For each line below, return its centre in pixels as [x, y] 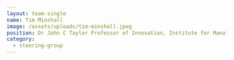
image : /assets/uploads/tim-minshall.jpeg [69, 26]
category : [21, 39]
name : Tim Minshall [35, 20]
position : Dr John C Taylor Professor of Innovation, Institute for [108, 33]
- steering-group [38, 46]
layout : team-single [37, 13]
